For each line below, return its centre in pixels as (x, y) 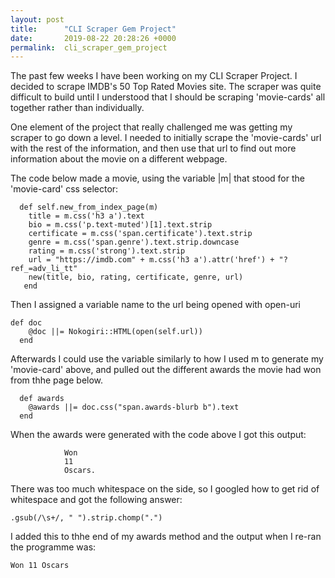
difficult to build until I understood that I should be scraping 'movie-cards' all (168, 97)
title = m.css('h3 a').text (86, 216)
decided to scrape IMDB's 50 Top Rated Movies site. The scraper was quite (166, 87)
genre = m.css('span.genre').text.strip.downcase (134, 242)
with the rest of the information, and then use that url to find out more (153, 148)
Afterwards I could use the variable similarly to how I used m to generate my (167, 359)
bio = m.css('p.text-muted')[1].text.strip (120, 225)
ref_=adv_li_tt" (44, 269)
